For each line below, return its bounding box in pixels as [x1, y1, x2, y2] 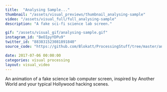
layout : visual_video [5, 62, 50, 67]
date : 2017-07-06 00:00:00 [5, 53, 61, 58]
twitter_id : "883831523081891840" [5, 39, 77, 45]
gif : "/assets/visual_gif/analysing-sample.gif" [5, 30, 108, 35]
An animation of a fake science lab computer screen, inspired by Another [5, 76, 155, 82]
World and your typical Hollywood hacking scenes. [5, 81, 109, 87]
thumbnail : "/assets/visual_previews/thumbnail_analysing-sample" [5, 12, 146, 17]
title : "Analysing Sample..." [5, 7, 70, 12]
